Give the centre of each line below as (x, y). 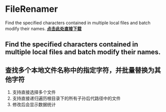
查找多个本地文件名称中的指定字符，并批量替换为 (80, 70)
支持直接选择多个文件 (34, 92)
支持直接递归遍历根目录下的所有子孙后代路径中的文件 (66, 98)
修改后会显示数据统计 (34, 105)
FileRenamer (32, 9)
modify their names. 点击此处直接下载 (43, 29)
